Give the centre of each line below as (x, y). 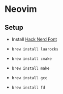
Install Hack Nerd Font (34, 39)
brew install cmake (32, 59)
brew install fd (28, 88)
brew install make (31, 68)
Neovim (21, 9)
